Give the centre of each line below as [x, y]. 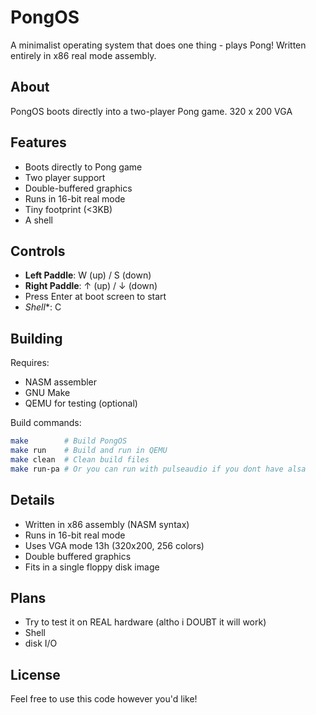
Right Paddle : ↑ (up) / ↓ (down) [91, 286]
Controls [38, 251]
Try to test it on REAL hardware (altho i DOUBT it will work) [145, 622]
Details [32, 500]
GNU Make [47, 393]
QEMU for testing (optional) [81, 403]
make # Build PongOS [69, 441]
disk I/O [41, 643]
